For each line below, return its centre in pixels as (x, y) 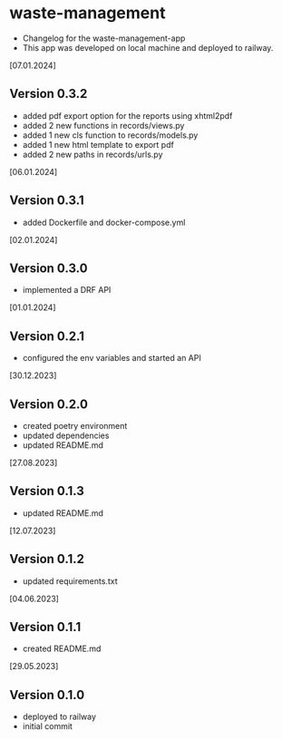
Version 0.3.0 (49, 268)
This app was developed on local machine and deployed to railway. (148, 47)
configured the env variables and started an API (112, 358)
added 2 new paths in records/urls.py (92, 154)
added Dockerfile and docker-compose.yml (104, 222)
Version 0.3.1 (47, 201)
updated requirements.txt (70, 581)
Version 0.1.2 (47, 559)
